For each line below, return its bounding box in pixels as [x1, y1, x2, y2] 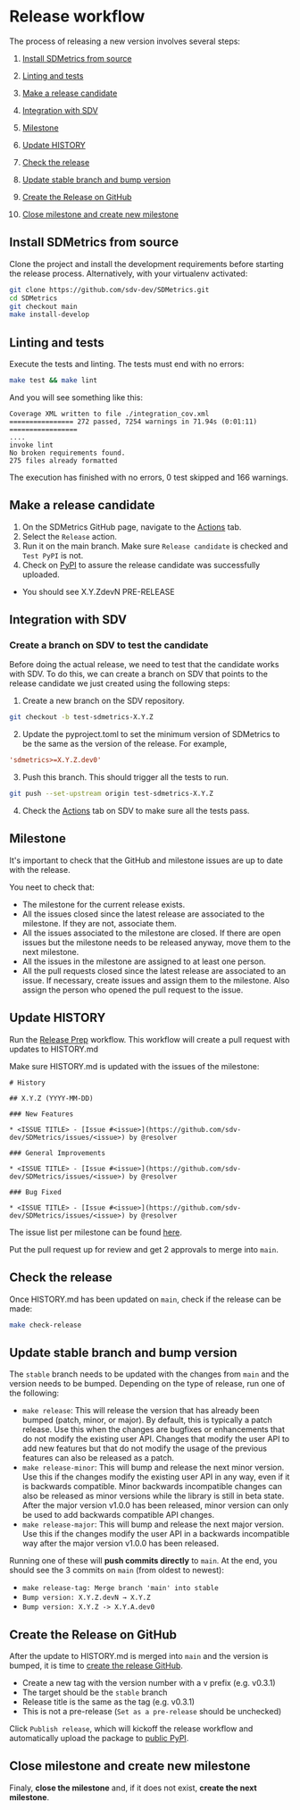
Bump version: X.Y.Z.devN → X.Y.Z [21, 1593, 151, 1603]
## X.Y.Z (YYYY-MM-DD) [9, 1094, 94, 1102]
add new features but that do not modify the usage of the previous [21, 1443, 268, 1454]
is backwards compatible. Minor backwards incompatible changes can [21, 1481, 283, 1492]
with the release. [9, 864, 71, 875]
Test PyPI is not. [21, 549, 84, 560]
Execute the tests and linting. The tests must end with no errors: [9, 359, 245, 370]
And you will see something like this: [9, 391, 144, 403]
